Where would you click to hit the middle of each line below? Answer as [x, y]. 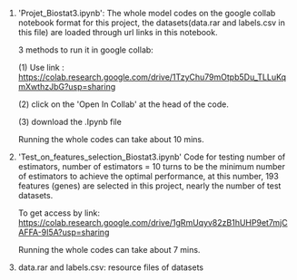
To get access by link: [59, 213]
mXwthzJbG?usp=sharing [67, 87]
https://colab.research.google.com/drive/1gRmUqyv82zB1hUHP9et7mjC [153, 222]
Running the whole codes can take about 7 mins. [109, 250]
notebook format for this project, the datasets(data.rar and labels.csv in [152, 23]
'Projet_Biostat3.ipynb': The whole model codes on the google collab [147, 13]
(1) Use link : [41, 68]
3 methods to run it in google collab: [86, 50]
